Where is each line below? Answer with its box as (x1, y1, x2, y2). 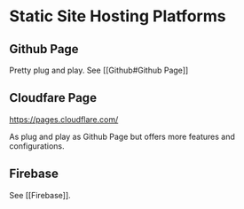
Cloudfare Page (9, 90, 98, 105)
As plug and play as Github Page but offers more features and (9, 131, 235, 142)
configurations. (9, 140, 65, 151)
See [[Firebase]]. (9, 190, 71, 200)
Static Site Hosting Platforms (9, 6, 226, 27)
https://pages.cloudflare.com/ (9, 113, 119, 125)
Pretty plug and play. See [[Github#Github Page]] (9, 65, 189, 75)
